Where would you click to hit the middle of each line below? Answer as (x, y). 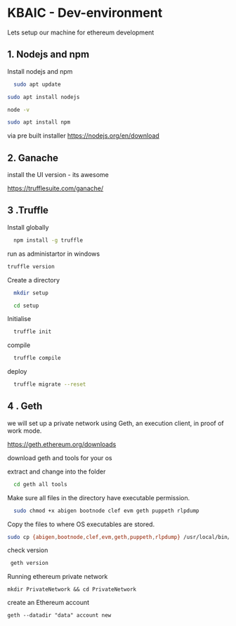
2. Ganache (33, 158)
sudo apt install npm (39, 122)
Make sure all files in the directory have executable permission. (99, 497)
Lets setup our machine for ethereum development (81, 32)
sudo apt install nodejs (44, 97)
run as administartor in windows (54, 254)
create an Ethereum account (48, 603)
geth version (29, 563)
